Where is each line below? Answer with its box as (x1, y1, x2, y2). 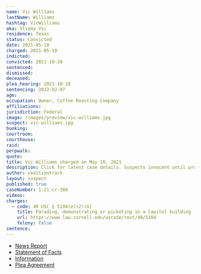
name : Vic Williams (6, 8, 55, 15)
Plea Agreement (14, 261, 55, 268)
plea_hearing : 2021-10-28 (6, 81, 71, 87)
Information (14, 255, 44, 262)
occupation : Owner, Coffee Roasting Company (6, 98, 119, 103)
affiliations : (6, 103, 42, 109)
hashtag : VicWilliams (6, 20, 60, 26)
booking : (6, 126, 28, 132)
